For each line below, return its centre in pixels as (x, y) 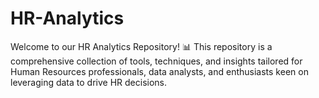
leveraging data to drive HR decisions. (89, 82)
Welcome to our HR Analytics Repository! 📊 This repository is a (141, 46)
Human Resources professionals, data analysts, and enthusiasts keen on (159, 71)
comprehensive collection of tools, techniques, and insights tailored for (156, 61)
